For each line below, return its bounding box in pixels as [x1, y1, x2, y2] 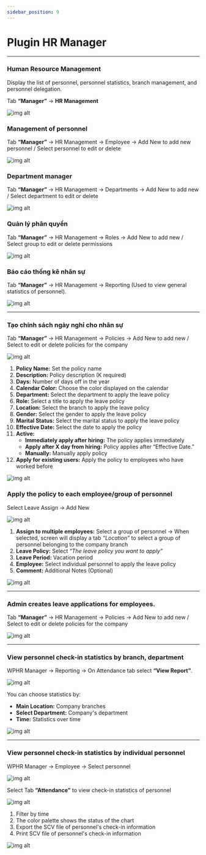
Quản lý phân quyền [7, 220, 68, 228]
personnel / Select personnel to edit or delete [7, 145, 121, 152]
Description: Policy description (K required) [15, 372, 127, 379]
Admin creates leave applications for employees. [7, 599, 155, 608]
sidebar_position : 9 [7, 9, 60, 15]
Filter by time [15, 810, 50, 818]
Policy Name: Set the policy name [15, 365, 102, 372]
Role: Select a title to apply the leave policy [15, 397, 125, 405]
